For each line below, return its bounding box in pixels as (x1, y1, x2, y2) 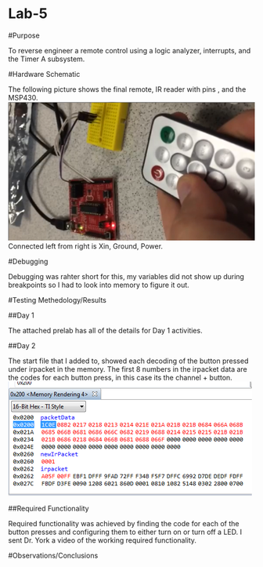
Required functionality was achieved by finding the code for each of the (8, 518, 240, 528)
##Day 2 (8, 340, 36, 350)
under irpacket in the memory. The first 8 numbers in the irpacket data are (8, 364, 248, 373)
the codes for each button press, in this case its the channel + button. (8, 373, 232, 382)
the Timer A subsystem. (8, 54, 85, 64)
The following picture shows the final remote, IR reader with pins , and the (8, 84, 247, 94)
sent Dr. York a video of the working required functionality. (8, 535, 197, 545)
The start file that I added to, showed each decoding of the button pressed (8, 356, 249, 365)
